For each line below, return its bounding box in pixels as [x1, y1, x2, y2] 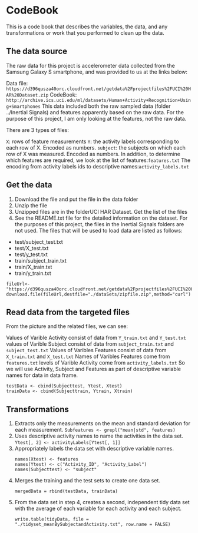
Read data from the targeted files [6, 307, 130, 317]
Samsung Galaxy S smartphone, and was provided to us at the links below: [6, 68, 187, 75]
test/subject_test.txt [14, 238, 63, 245]
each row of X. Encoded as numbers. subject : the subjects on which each [6, 144, 186, 151]
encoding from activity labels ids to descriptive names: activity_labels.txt [6, 163, 190, 170]
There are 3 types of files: [6, 126, 70, 133]
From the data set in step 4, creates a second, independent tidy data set [14, 499, 190, 506]
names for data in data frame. [6, 372, 78, 379]
